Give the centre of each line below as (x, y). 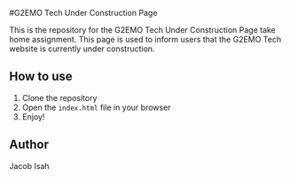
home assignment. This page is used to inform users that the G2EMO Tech (145, 39)
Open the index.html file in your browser (96, 107)
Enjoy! (33, 116)
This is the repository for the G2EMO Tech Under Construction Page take (143, 30)
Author (29, 145)
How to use (41, 77)
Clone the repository (59, 97)
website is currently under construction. (82, 49)
